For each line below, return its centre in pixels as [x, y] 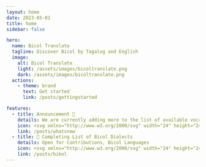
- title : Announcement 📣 [44, 114]
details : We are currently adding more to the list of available [103, 120]
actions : [23, 80]
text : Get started [46, 92]
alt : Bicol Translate [45, 63]
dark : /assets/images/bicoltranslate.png [71, 74]
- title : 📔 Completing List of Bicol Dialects [72, 137]
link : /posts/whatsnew [46, 131]
